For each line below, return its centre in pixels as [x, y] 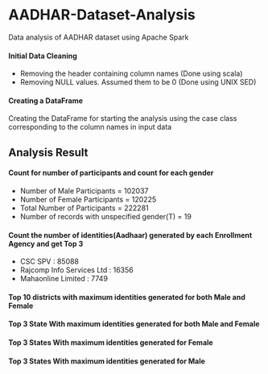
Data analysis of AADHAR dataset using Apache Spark [99, 37]
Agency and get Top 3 [46, 243]
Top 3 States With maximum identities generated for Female [111, 342]
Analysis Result [48, 152]
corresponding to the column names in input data [90, 127]
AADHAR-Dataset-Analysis [102, 15]
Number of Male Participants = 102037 [84, 190]
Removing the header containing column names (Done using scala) [131, 73]
